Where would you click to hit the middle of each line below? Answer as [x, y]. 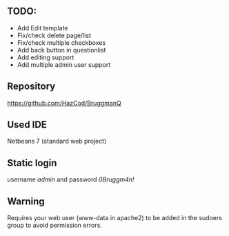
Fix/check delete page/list [54, 35]
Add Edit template [42, 28]
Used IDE [27, 125]
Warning [26, 201]
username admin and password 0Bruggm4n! [71, 179]
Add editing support [46, 57]
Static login [32, 163]
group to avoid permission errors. [54, 225]
